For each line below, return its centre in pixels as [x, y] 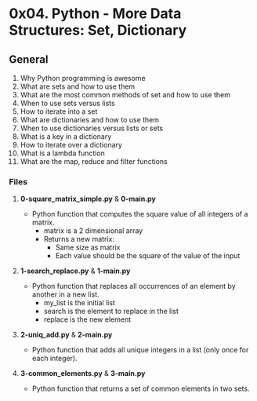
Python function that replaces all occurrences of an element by [134, 286]
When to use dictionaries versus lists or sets [92, 128]
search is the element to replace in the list [111, 312]
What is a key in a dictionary [66, 137]
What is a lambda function [62, 153]
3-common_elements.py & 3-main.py [83, 374]
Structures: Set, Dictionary [98, 30]
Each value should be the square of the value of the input [148, 256]
